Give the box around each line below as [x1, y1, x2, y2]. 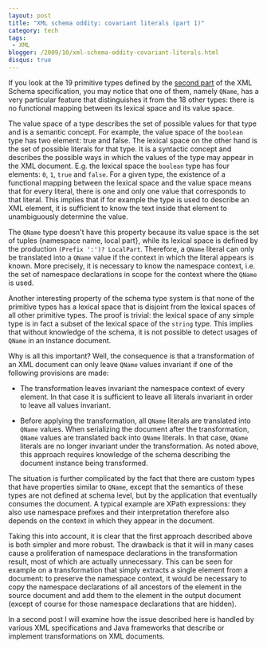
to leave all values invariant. [19, 400, 112, 410]
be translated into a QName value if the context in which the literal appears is [8, 252, 254, 262]
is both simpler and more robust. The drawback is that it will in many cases [8, 539, 254, 549]
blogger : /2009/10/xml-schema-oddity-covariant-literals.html [8, 49, 219, 57]
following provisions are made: [8, 368, 109, 377]
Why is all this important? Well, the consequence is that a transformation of [8, 351, 255, 361]
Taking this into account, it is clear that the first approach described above [8, 531, 253, 541]
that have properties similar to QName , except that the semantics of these [8, 482, 244, 491]
